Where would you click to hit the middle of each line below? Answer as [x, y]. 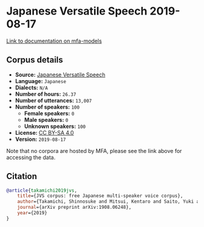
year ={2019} [32, 213]
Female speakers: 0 [49, 113]
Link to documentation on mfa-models [54, 41]
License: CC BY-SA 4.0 [44, 132]
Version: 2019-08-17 [40, 139]
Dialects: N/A [32, 87]
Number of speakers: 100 [47, 107]
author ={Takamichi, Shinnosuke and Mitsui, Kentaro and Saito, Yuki [106, 202]
